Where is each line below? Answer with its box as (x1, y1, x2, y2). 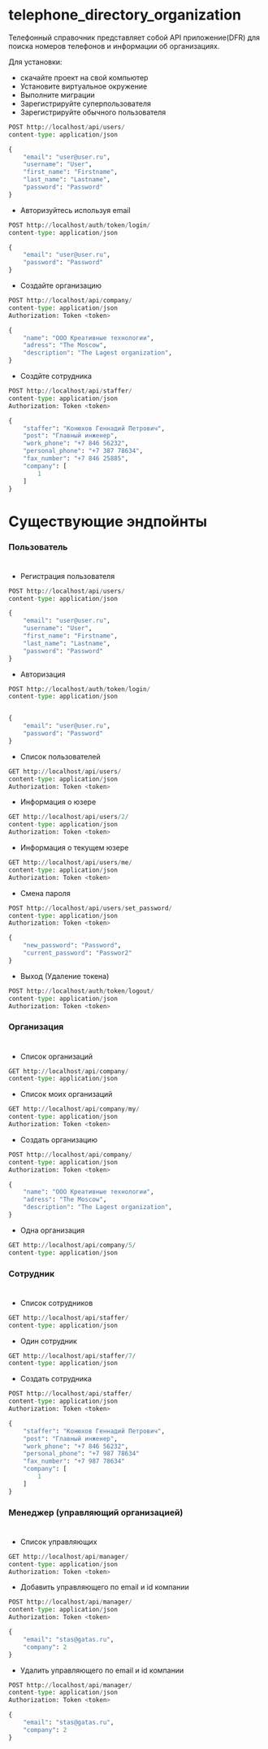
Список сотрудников (19, 1298, 93, 1307)
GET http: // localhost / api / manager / (8, 1552, 129, 1560)
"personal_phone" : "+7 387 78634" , (23, 447, 144, 455)
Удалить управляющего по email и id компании (19, 1665, 184, 1675)
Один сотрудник (19, 1336, 77, 1346)
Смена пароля (19, 888, 71, 898)
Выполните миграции (19, 89, 95, 99)
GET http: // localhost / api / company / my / (8, 1105, 140, 1113)
